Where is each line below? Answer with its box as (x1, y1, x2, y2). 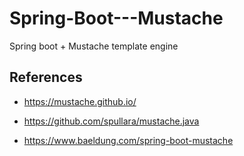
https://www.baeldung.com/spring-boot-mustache (23, 134, 234, 146)
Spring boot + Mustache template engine (9, 40, 179, 52)
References (9, 69, 83, 86)
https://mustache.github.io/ (23, 95, 137, 107)
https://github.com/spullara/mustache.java (23, 115, 200, 127)
